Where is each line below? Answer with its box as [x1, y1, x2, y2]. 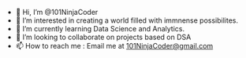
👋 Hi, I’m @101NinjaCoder [15, 8, 99, 16]
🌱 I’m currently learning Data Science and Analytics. [15, 24, 185, 33]
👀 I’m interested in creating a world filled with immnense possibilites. [15, 16, 239, 25]
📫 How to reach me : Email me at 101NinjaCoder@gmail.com [15, 42, 214, 50]
